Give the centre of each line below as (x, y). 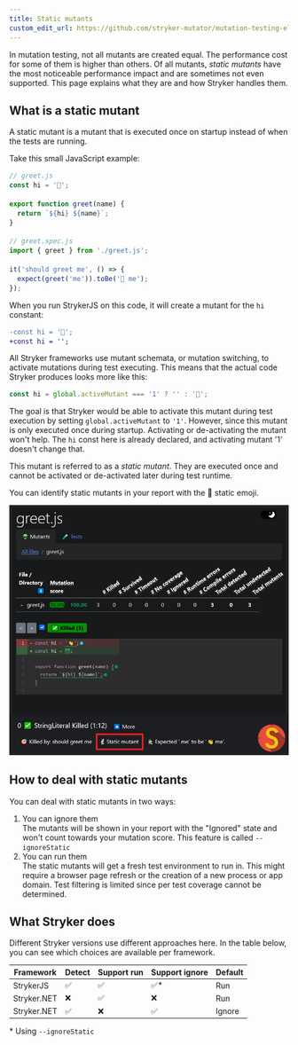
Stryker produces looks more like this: (78, 377)
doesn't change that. (47, 449)
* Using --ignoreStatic (52, 1031)
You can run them (55, 856)
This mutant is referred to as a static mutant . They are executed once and (144, 467)
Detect (78, 972)
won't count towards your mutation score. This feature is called (137, 837)
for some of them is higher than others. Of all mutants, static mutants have (145, 64)
